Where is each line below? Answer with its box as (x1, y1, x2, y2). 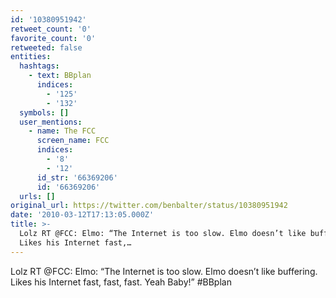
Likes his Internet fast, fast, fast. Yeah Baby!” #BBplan (10, 276, 232, 288)
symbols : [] (19, 107, 70, 118)
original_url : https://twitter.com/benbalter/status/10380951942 (10, 201, 288, 211)
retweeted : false (10, 42, 83, 53)
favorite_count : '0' (10, 33, 97, 43)
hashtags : (19, 61, 60, 71)
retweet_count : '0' (10, 24, 92, 34)
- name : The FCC (28, 126, 97, 136)
